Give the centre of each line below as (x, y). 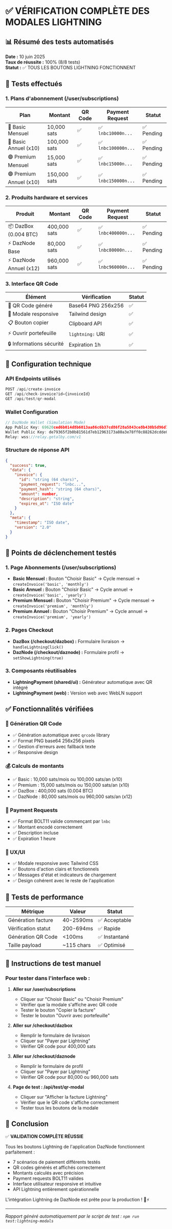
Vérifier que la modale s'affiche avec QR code (69, 1004)
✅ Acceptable (115, 920)
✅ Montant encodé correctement (48, 827)
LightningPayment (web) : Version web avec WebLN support (77, 693)
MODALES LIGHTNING (54, 22)
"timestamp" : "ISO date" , (42, 523)
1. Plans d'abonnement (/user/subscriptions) (62, 98)
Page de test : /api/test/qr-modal (48, 1087)
